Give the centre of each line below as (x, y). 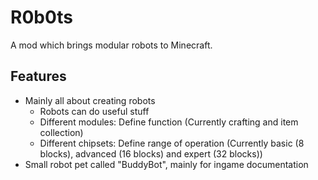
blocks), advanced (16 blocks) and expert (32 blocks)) (151, 153)
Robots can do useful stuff (94, 111)
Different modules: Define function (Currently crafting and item (169, 122)
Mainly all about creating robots (90, 100)
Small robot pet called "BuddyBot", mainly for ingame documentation (166, 164)
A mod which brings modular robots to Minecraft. (111, 45)
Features (38, 76)
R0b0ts (42, 17)
